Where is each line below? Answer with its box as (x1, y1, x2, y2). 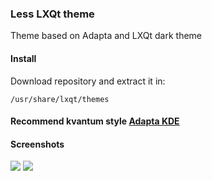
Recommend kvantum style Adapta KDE (10, 115, 180, 127)
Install (10, 52, 37, 64)
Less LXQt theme (10, 7, 95, 21)
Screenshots (10, 138, 65, 150)
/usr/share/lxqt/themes (10, 94, 110, 104)
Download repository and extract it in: (10, 75, 166, 87)
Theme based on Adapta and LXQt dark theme (10, 30, 203, 42)
